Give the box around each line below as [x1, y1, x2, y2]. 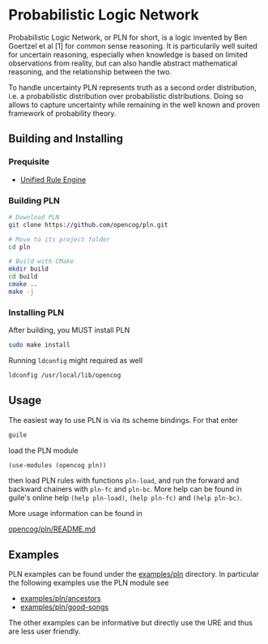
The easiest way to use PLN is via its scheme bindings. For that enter [8, 415, 239, 424]
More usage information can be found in [8, 509, 143, 518]
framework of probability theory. [8, 108, 117, 118]
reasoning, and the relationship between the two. [8, 66, 172, 76]
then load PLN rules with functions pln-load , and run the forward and [8, 476, 240, 485]
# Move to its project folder [8, 235, 111, 244]
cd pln [8, 243, 31, 251]
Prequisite [8, 156, 50, 168]
